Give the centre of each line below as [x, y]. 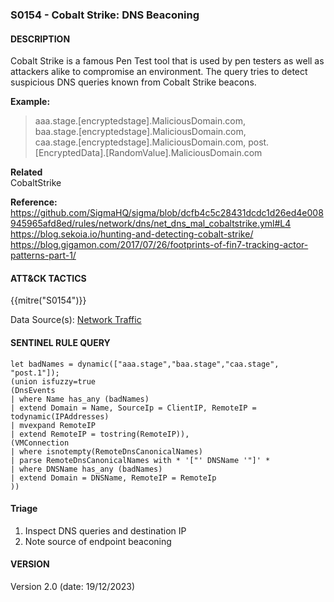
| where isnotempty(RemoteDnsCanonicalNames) [106, 451]
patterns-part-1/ [43, 255]
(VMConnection [40, 443]
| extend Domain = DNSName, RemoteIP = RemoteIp [113, 478]
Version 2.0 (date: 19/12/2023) [73, 586]
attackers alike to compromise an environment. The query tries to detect [159, 72]
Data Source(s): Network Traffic [76, 320]
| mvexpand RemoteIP [53, 425]
